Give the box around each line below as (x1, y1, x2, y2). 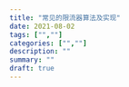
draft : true (9, 64, 55, 73)
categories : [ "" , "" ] (9, 38, 88, 48)
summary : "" (9, 55, 55, 64)
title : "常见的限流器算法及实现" (9, 13, 121, 23)
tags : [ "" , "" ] (9, 30, 64, 39)
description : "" (9, 47, 71, 56)
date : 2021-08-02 (9, 22, 75, 31)
